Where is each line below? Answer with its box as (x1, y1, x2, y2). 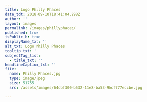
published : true (5, 30, 38, 35)
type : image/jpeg (9, 76, 45, 81)
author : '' (5, 16, 28, 21)
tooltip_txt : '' (5, 48, 38, 53)
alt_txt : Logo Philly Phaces (5, 44, 65, 49)
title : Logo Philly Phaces (5, 7, 61, 12)
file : (5, 67, 16, 72)
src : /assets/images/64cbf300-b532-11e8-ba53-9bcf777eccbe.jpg (9, 85, 142, 90)
